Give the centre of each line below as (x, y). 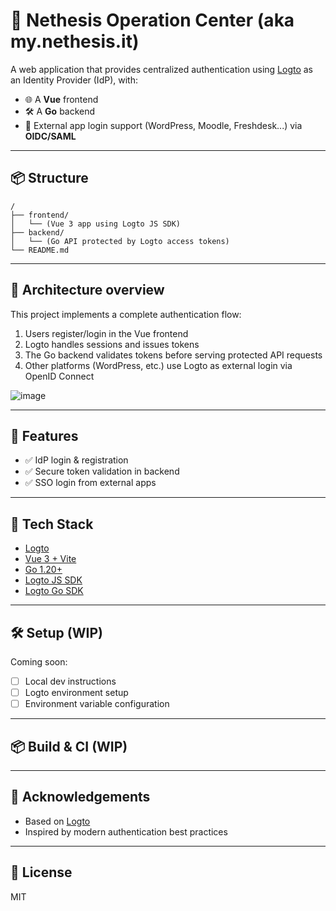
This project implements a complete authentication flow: (126, 314)
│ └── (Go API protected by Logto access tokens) (120, 241)
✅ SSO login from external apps (90, 483)
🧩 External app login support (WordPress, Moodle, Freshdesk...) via (163, 125)
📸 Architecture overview (87, 290)
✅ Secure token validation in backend (102, 471)
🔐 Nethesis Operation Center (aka (152, 20)
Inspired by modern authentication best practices (126, 831)
